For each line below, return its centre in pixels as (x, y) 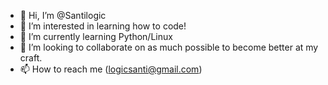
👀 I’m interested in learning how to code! (103, 26)
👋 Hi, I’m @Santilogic (63, 15)
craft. (31, 58)
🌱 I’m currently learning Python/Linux (96, 36)
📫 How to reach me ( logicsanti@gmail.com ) (111, 69)
